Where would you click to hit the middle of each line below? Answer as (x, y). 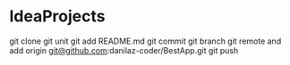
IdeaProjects (57, 16)
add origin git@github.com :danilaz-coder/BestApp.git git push (124, 50)
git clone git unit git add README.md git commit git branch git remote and (145, 41)
